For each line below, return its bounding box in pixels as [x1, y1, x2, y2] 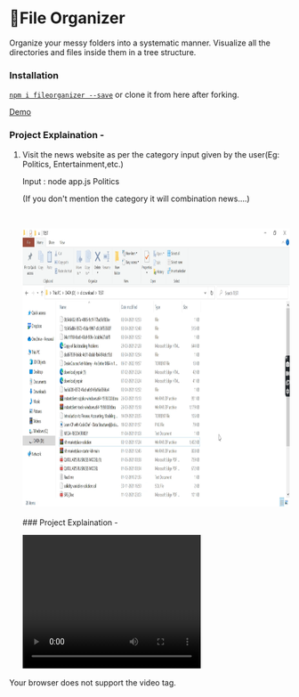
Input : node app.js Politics [21, 175, 120, 186]
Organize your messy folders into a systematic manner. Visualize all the [9, 37, 271, 48]
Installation [9, 69, 60, 81]
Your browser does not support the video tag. [9, 677, 176, 688]
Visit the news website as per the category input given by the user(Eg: [21, 149, 280, 159]
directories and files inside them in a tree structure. [9, 46, 197, 57]
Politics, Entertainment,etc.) [21, 158, 125, 169]
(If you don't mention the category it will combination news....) [21, 193, 251, 204]
